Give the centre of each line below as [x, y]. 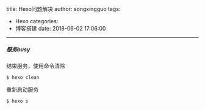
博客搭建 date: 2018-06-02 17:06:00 [60, 28]
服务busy [18, 49]
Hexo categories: [37, 21]
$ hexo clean [23, 77]
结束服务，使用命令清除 [36, 65]
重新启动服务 [22, 89]
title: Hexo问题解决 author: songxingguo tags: [63, 9]
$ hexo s [17, 101]
